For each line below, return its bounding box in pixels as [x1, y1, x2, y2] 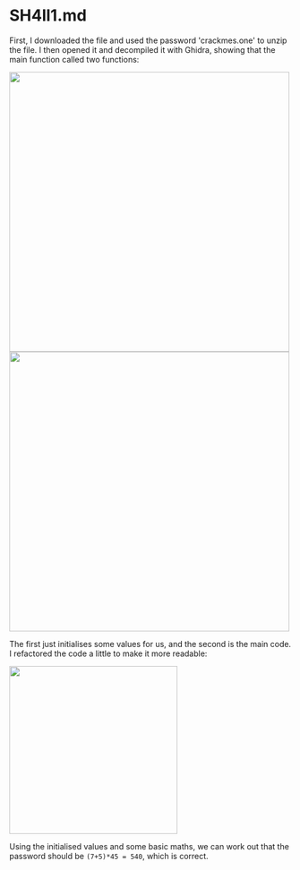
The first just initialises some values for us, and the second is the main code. [9, 638, 292, 649]
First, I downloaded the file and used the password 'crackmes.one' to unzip [9, 35, 287, 46]
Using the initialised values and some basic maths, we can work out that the [9, 840, 289, 851]
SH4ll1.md [9, 5, 87, 26]
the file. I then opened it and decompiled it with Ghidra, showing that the [9, 44, 276, 55]
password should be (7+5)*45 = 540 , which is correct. [9, 850, 209, 861]
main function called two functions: [9, 54, 140, 64]
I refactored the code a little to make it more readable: [9, 648, 208, 659]
